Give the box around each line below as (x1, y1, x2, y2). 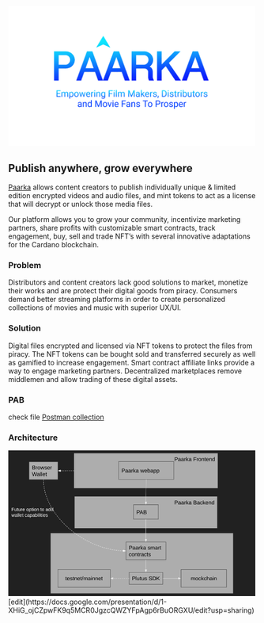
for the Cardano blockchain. (8, 240, 100, 250)
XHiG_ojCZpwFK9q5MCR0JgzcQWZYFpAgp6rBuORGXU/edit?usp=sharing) (8, 606, 255, 615)
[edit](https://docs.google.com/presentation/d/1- (8, 597, 168, 607)
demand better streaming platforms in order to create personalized (8, 295, 226, 304)
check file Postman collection (8, 412, 104, 422)
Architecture (8, 432, 58, 443)
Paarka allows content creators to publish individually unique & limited (8, 182, 236, 192)
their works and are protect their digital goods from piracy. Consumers (8, 286, 238, 296)
